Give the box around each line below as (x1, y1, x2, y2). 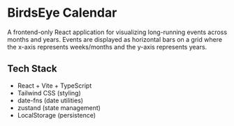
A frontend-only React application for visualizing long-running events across (7, 28, 228, 36)
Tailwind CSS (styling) (17, 88, 82, 97)
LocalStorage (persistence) (17, 111, 96, 119)
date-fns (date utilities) (17, 96, 84, 104)
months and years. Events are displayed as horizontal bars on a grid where (7, 35, 222, 43)
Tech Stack (7, 63, 57, 74)
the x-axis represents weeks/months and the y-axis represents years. (7, 42, 207, 51)
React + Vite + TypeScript (17, 81, 92, 90)
